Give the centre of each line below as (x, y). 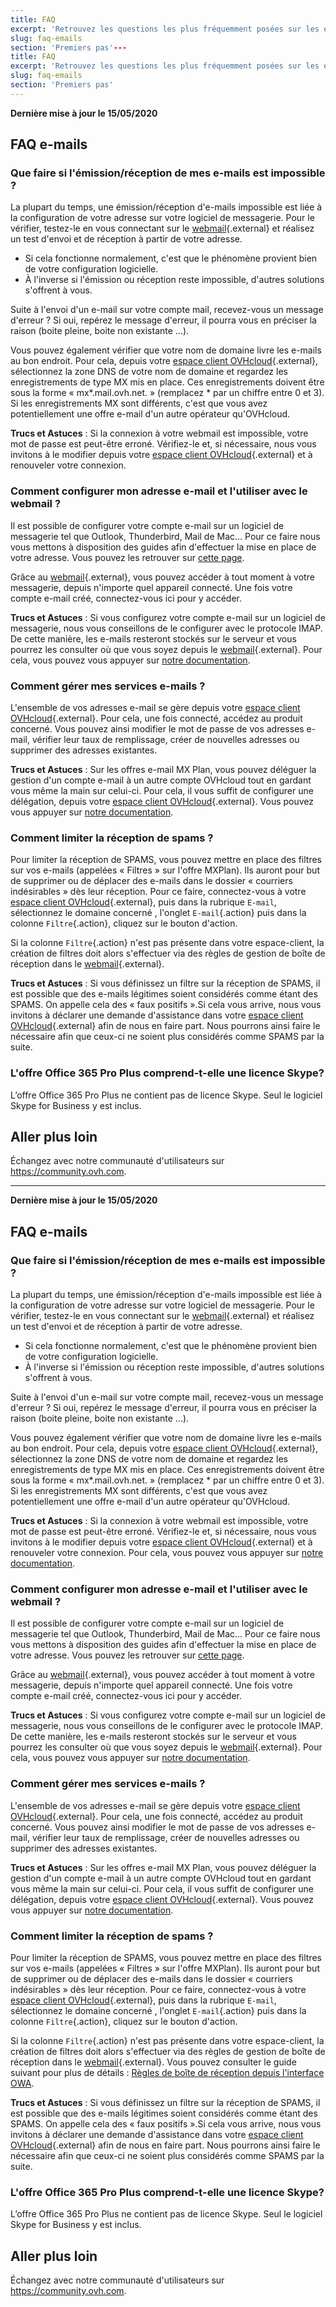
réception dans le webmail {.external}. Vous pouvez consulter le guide (153, 2062)
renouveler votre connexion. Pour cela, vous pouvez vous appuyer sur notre (167, 1553)
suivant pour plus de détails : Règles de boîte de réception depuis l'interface (167, 2073)
